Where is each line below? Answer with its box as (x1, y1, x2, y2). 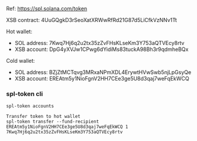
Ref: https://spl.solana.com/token (6, 5, 88, 12)
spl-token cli (6, 89, 43, 98)
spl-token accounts (6, 103, 54, 109)
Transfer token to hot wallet (6, 114, 81, 120)
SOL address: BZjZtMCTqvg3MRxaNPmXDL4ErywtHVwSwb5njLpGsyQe (14, 69, 192, 76)
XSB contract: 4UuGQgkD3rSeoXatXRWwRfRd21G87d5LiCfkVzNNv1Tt (6, 17, 177, 23)
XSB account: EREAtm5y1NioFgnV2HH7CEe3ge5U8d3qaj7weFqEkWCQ (14, 75, 189, 82)
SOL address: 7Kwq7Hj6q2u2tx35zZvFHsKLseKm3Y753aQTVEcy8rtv (14, 40, 185, 46)
